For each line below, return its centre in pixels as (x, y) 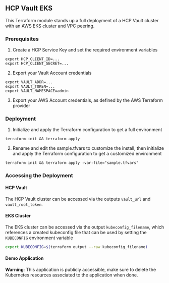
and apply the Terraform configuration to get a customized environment (87, 154)
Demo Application (24, 258)
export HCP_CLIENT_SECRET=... (37, 64)
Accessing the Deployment (39, 176)
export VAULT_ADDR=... (29, 82)
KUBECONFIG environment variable (39, 238)
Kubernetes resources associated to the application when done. (72, 275)
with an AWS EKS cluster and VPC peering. (50, 26)
